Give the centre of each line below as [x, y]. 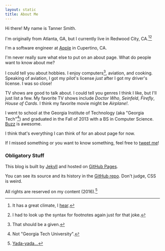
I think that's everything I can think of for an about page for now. [70, 133]
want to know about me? [30, 63]
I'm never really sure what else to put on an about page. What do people [78, 57]
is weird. [14, 181]
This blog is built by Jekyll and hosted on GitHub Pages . [62, 166]
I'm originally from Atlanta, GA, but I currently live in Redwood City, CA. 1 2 [79, 38]
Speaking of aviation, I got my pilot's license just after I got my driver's [76, 78]
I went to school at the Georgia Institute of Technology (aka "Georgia [74, 113]
